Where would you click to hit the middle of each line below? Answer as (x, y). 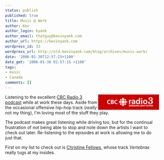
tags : (11, 67)
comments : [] (18, 83)
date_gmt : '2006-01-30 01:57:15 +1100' (46, 62)
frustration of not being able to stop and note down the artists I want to (76, 127)
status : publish (22, 10)
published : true (22, 15)
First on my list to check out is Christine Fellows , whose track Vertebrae (77, 147)
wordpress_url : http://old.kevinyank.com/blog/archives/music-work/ (76, 51)
